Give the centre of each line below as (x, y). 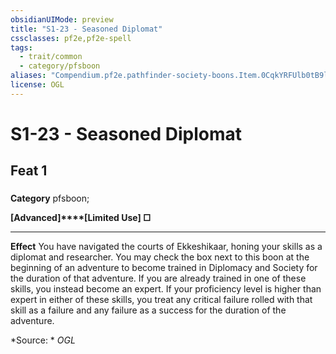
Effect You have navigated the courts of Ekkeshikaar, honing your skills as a (166, 247)
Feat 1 (29, 171)
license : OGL (37, 85)
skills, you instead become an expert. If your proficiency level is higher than (166, 289)
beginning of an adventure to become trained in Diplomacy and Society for (164, 268)
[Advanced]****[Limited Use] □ (81, 218)
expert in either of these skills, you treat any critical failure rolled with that (161, 300)
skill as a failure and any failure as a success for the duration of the (148, 310)
